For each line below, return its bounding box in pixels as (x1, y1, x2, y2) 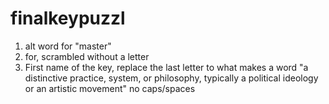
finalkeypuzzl (10, 7, 126, 30)
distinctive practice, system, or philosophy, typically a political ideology (24, 72, 319, 84)
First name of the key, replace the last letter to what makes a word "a (24, 61, 309, 73)
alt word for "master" (24, 40, 112, 52)
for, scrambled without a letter (24, 50, 150, 62)
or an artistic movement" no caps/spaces (24, 82, 196, 94)
